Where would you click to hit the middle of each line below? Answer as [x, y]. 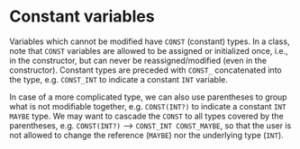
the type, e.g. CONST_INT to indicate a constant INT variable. [118, 79]
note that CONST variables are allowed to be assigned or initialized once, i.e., [149, 50]
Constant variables [82, 17]
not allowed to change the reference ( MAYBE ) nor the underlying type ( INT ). [146, 135]
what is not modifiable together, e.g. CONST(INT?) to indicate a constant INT [148, 106]
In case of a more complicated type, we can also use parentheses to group [148, 97]
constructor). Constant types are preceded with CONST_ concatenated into [145, 70]
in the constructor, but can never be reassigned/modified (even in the [138, 60]
